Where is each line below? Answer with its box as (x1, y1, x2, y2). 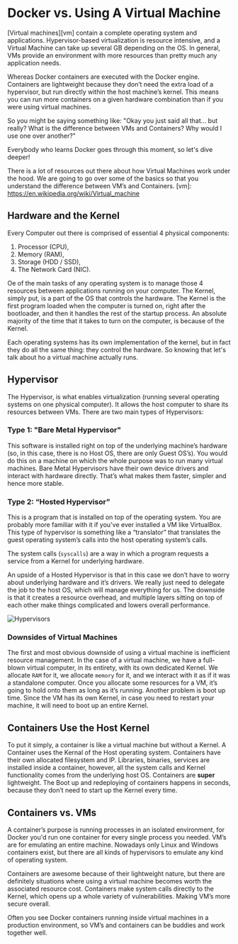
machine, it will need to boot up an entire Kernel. (7, 701, 149, 710)
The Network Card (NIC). (17, 265, 91, 273)
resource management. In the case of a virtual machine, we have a (7, 656, 202, 665)
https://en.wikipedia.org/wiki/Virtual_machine (7, 189, 140, 197)
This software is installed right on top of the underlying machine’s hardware (7, 441, 228, 450)
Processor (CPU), (17, 242, 69, 251)
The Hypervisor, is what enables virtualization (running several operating (7, 392, 220, 401)
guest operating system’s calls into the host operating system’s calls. (7, 536, 208, 544)
